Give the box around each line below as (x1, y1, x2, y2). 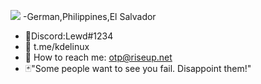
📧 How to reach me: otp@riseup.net (24, 51, 173, 63)
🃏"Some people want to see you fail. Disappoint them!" (24, 63, 252, 74)
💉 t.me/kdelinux (24, 41, 90, 52)
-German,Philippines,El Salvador (22, 11, 157, 22)
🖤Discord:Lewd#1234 (24, 30, 114, 42)
